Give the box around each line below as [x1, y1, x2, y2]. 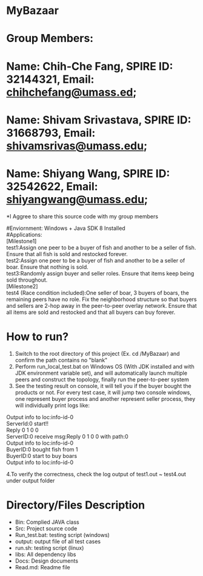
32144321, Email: [6, 72, 95, 86]
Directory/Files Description [6, 498, 145, 512]
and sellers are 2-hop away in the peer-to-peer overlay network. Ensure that [6, 302, 197, 309]
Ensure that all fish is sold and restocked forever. [6, 250, 128, 257]
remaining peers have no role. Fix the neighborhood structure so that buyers [6, 296, 197, 303]
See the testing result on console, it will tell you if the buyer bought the [15, 382, 192, 389]
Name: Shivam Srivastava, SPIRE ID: [6, 113, 191, 127]
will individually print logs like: [15, 401, 90, 409]
